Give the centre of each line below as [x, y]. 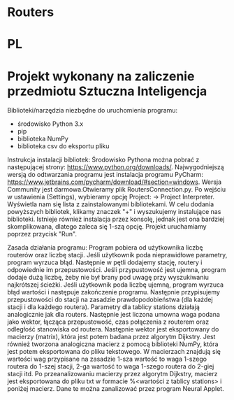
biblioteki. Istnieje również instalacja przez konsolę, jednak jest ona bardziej [116, 219]
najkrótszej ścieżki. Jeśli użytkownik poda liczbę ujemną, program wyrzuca [116, 285]
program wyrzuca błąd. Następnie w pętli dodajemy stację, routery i [105, 262]
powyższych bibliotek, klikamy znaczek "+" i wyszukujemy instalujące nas [114, 212]
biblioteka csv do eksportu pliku [63, 146]
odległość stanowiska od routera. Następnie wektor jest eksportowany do [113, 329]
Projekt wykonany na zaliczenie [101, 76]
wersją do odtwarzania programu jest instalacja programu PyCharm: [105, 175]
